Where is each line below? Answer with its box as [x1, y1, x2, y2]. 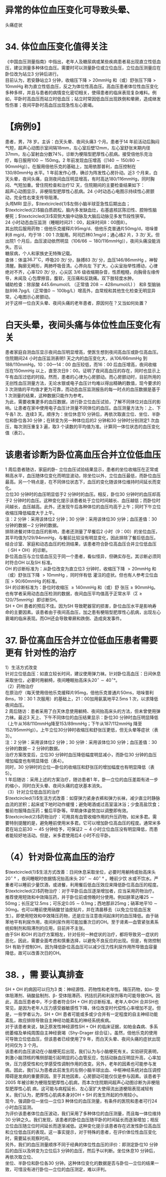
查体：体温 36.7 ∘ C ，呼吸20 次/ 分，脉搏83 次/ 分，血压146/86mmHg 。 [5, 256, 149, 263]
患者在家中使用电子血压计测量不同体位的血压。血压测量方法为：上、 [18, 405, 157, 411]
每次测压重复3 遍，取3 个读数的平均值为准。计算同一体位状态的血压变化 [13, 424, 161, 430]
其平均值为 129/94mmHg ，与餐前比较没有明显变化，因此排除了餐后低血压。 [5, 535, 159, 541]
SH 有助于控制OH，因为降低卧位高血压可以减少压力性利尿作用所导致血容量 [5, 944, 158, 950]
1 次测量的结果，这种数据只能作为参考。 [5, 393, 86, 399]
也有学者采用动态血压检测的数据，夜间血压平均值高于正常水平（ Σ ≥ [5, 590, 142, 596]
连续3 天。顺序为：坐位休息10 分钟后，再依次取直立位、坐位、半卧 [25, 411, 161, 417]
